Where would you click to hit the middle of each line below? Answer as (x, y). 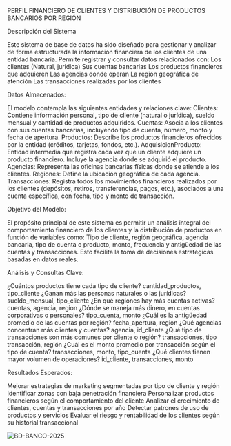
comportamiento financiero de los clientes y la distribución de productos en (115, 230)
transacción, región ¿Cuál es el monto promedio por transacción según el (111, 344)
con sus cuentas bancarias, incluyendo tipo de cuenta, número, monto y (110, 130)
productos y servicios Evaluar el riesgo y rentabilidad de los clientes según (113, 415)
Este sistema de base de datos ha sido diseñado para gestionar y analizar (112, 44)
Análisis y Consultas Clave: (46, 273)
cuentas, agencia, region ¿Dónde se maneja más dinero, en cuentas (103, 308)
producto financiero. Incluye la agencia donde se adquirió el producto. (107, 159)
